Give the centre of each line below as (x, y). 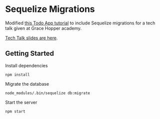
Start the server (21, 102)
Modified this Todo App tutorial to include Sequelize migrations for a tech (80, 23)
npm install (17, 75)
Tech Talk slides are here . (32, 38)
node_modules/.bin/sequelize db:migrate (48, 93)
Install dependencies (27, 65)
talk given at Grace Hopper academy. (43, 28)
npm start (15, 111)
